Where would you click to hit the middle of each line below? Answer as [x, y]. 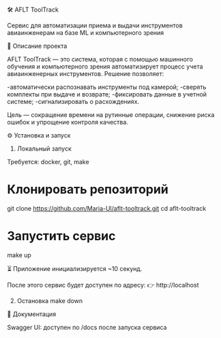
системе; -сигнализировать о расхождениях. [73, 102]
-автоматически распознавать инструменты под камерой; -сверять [107, 87]
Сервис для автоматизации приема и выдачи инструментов [95, 25]
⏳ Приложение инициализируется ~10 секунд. [75, 268]
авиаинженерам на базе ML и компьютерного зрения [86, 32]
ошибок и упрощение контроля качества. [68, 122]
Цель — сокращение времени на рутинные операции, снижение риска [111, 115]
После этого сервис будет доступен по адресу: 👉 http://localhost [103, 285]
